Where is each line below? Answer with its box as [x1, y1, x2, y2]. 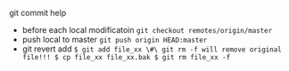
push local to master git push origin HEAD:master [21, 35, 208, 44]
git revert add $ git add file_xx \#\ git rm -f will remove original [21, 43, 283, 54]
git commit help [9, 8, 67, 18]
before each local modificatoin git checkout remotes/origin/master [21, 25, 273, 35]
